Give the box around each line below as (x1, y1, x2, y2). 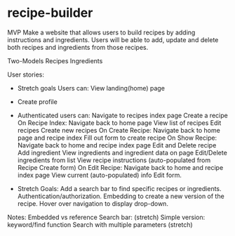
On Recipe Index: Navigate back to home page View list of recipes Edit (17, 118, 222, 127)
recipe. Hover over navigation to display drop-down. (17, 199, 168, 208)
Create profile (17, 97, 58, 106)
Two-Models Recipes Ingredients (7, 56, 103, 65)
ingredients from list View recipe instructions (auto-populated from (17, 156, 211, 164)
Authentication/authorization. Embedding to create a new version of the (17, 192, 224, 200)
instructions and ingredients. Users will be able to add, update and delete (7, 35, 219, 44)
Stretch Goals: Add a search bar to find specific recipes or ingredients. (17, 184, 222, 192)
